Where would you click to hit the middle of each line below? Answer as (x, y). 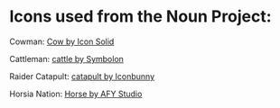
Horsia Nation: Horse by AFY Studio (76, 94)
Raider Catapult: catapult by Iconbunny (82, 76)
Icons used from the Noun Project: (140, 17)
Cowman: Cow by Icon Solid (62, 41)
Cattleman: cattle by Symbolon (67, 58)
